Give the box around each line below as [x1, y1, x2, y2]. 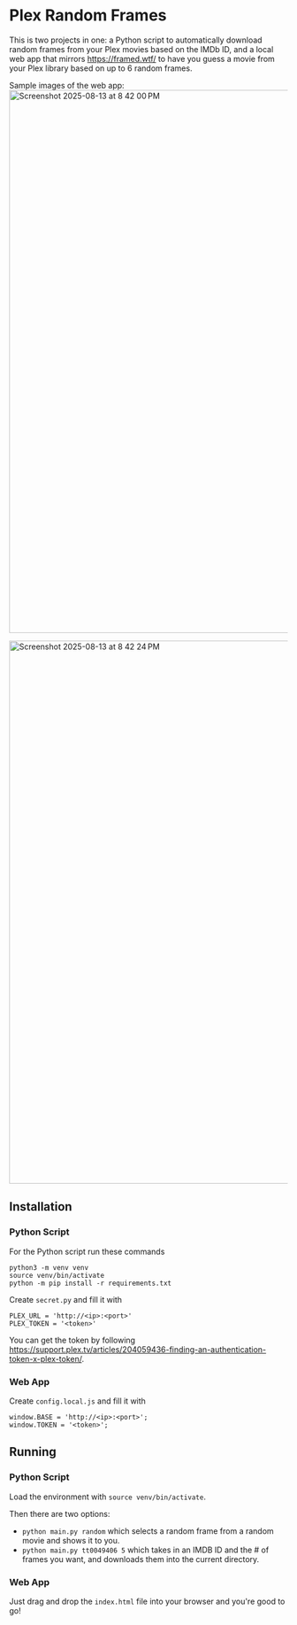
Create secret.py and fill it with [9, 1294, 122, 1304]
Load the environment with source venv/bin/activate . [9, 1491, 206, 1502]
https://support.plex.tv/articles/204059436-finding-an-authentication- [9, 1343, 267, 1355]
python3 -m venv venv [9, 1263, 89, 1272]
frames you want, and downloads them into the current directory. [21, 1553, 260, 1564]
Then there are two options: [9, 1508, 110, 1519]
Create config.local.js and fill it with [9, 1396, 146, 1406]
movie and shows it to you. [21, 1535, 120, 1545]
